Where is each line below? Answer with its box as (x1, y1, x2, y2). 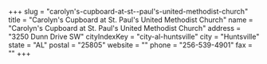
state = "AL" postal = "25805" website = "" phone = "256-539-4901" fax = (8, 40, 253, 50)
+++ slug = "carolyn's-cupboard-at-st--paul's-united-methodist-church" (8, 7, 249, 16)
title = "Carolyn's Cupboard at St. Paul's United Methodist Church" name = (8, 15, 253, 24)
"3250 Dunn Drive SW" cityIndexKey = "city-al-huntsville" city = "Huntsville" (8, 32, 260, 41)
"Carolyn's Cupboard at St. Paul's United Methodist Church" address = (8, 24, 241, 32)
